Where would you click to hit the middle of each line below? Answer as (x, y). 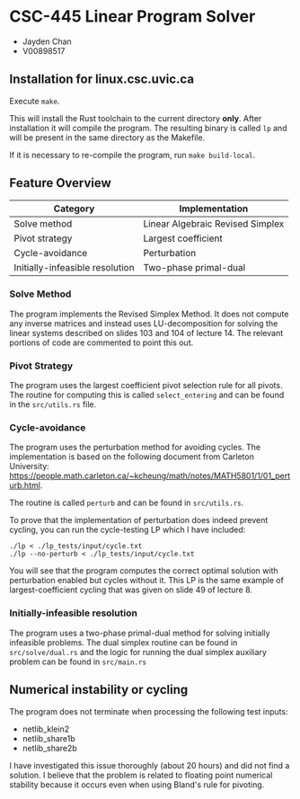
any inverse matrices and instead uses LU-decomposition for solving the (144, 323)
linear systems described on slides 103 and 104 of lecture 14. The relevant (146, 333)
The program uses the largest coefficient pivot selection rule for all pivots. (146, 386)
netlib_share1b (49, 738)
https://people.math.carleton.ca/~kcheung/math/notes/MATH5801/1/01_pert (150, 476)
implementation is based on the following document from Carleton (132, 457)
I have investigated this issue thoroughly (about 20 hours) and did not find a (150, 765)
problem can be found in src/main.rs (78, 661)
